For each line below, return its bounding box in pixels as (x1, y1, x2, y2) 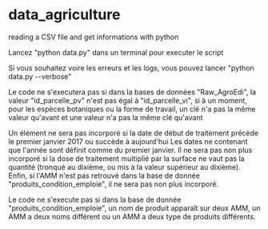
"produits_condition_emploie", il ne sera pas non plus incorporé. (8, 179, 218, 189)
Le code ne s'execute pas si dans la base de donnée (8, 195, 182, 204)
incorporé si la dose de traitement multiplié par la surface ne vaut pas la (8, 154, 246, 163)
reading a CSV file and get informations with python (8, 32, 179, 42)
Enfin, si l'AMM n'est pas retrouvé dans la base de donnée (8, 171, 200, 180)
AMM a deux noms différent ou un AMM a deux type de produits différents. (8, 211, 256, 221)
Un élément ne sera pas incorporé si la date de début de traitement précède (8, 128, 259, 138)
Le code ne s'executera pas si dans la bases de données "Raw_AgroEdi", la (8, 86, 257, 97)
